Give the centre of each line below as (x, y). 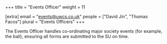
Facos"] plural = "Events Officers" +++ (45, 22)
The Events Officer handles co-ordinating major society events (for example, (84, 31)
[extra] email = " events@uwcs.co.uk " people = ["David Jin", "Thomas (77, 16)
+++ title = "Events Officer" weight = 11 (45, 7)
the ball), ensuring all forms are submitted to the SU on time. (67, 36)
